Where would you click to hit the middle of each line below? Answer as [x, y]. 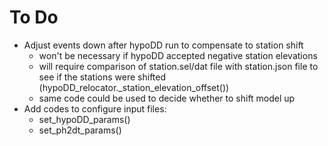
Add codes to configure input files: [95, 108]
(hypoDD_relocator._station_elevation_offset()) [134, 87]
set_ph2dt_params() [80, 130]
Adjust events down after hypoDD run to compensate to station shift [163, 45]
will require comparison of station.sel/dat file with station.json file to [178, 66]
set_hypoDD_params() [84, 119]
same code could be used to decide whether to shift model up [167, 98]
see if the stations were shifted [102, 77]
